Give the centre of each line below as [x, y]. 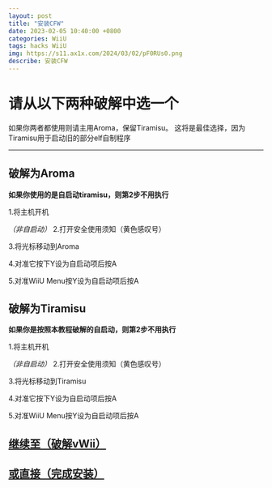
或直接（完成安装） [56, 474]
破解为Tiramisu [47, 309]
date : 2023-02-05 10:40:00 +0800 [65, 31]
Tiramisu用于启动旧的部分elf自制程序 [70, 138]
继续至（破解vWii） [57, 444]
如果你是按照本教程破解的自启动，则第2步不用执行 [92, 330]
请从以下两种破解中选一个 [94, 104]
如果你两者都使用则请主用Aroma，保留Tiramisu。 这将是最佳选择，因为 [127, 127]
